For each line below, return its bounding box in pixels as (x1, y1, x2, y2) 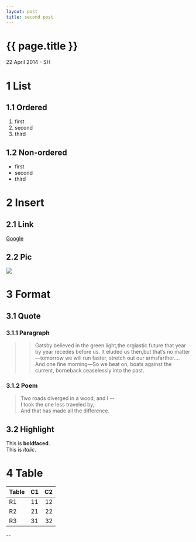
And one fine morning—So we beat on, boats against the (35, 360, 172, 367)
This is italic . (6, 446, 37, 453)
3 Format (6, 288, 51, 301)
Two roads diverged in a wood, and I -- (20, 395, 115, 402)
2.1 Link (6, 219, 34, 229)
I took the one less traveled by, (20, 401, 95, 408)
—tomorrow (35, 354, 64, 361)
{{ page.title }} (6, 39, 78, 53)
